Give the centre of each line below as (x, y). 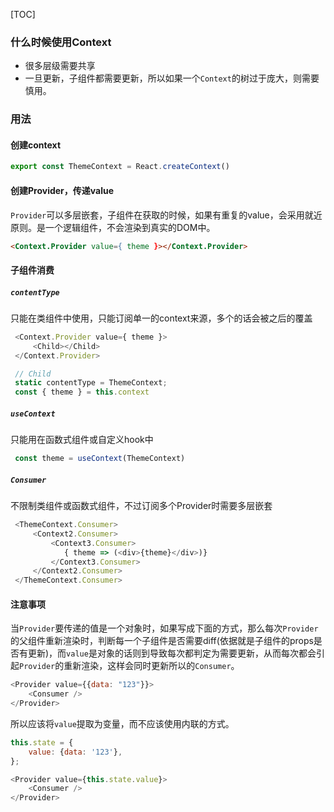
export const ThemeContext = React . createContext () (120, 167)
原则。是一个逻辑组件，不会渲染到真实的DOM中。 (113, 227)
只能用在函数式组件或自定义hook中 (82, 440)
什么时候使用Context (61, 42)
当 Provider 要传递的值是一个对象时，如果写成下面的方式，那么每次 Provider (164, 628)
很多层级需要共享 (60, 66)
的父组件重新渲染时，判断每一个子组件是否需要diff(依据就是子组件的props (162, 641)
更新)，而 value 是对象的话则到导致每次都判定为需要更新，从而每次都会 (172, 653)
